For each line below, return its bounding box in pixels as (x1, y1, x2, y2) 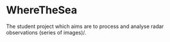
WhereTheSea (6, 3, 78, 17)
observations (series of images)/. (6, 29, 86, 36)
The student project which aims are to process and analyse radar (6, 23, 164, 30)
